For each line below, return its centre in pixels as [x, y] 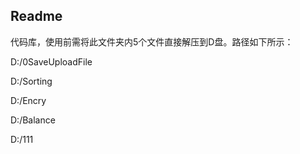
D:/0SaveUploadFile [51, 61]
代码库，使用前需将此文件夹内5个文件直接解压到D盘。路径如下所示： [152, 41]
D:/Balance [33, 120]
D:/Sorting [31, 81]
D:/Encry [28, 100]
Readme [36, 16]
